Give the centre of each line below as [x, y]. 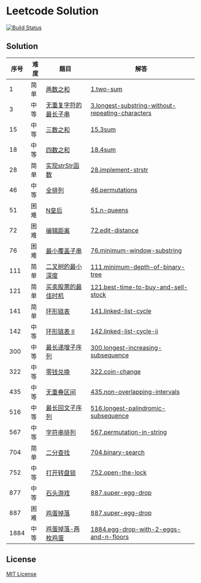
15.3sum [103, 129]
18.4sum [103, 149]
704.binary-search [118, 452]
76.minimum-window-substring [136, 251]
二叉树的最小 [64, 266]
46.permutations [114, 190]
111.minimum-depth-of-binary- [138, 267]
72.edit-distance [115, 230]
